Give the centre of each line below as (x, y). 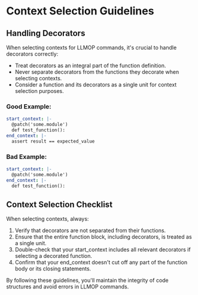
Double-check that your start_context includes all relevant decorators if (103, 249)
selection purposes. (39, 91)
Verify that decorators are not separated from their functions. (90, 231)
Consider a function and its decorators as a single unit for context (96, 85)
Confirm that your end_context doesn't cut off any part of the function (101, 263)
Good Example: (29, 106)
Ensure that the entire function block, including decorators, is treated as (103, 237)
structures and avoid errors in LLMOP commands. (68, 287)
